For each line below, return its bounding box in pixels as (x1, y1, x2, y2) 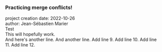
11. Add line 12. (5, 42, 35, 48)
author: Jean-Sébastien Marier (5, 20, 68, 26)
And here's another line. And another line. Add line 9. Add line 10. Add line (5, 36, 157, 42)
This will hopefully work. (5, 31, 55, 37)
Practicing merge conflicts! (5, 4, 73, 11)
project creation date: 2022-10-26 (5, 15, 75, 21)
